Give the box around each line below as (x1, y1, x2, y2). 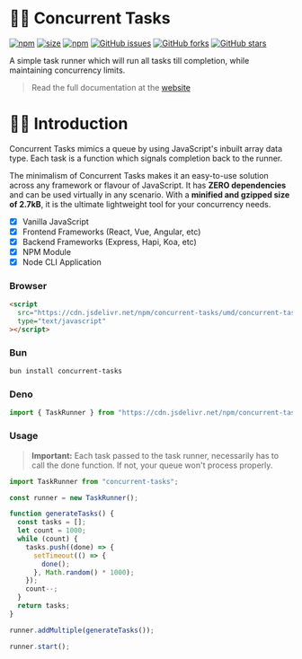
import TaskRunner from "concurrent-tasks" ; (9, 477, 179, 486)
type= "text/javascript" (17, 317, 106, 326)
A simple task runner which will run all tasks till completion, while (9, 55, 250, 66)
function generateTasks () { (9, 509, 115, 519)
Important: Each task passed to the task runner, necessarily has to (31, 450, 280, 461)
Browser (9, 280, 48, 293)
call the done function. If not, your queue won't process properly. (31, 460, 273, 470)
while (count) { (17, 534, 78, 543)
